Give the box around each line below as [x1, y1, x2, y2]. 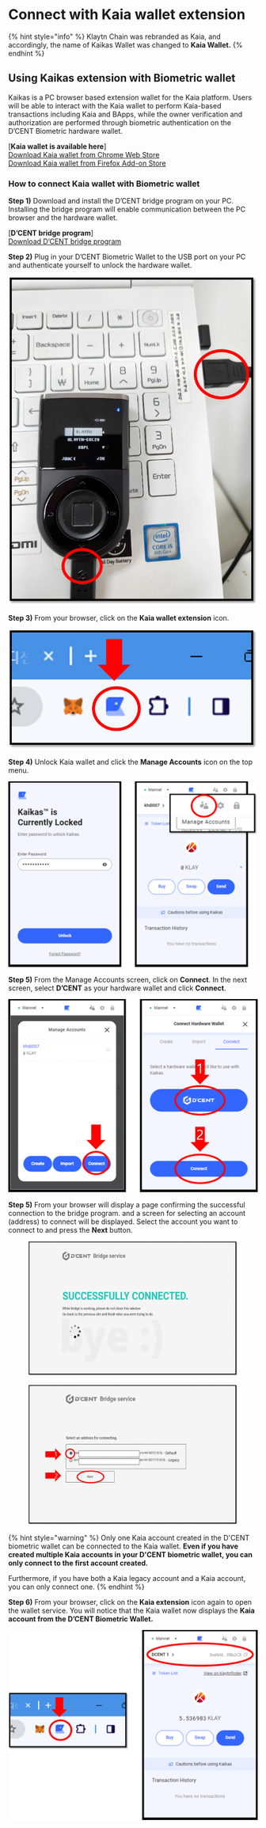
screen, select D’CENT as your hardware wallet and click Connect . [8, 983, 226, 993]
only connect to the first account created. [8, 1558, 149, 1568]
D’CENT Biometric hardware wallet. [8, 126, 123, 135]
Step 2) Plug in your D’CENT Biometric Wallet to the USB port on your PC [8, 252, 246, 262]
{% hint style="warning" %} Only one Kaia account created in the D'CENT [8, 1533, 250, 1543]
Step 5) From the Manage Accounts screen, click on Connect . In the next [8, 975, 248, 984]
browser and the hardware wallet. [8, 213, 118, 222]
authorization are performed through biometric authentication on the [8, 117, 232, 127]
